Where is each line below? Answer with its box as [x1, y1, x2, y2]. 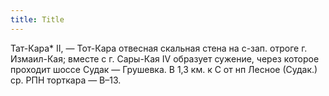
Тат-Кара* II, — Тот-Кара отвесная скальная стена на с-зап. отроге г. [10, 42, 308, 54]
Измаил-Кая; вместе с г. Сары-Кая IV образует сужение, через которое [10, 52, 320, 65]
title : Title [10, 14, 65, 25]
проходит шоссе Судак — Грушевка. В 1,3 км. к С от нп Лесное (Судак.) [10, 63, 318, 75]
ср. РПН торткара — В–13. [10, 74, 122, 86]
